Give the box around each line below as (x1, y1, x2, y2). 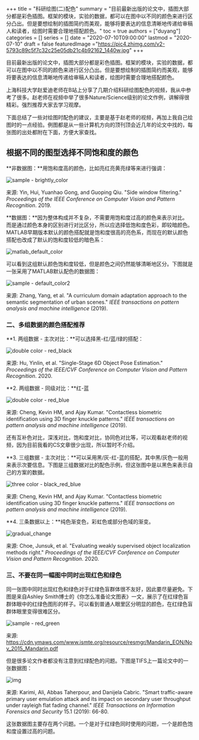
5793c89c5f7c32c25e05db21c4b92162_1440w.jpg (6, 47, 130, 53)
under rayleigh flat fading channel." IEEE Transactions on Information (6, 702, 175, 709)
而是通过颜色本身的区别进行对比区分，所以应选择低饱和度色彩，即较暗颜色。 (6, 221, 193, 228)
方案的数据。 (16, 469, 48, 476)
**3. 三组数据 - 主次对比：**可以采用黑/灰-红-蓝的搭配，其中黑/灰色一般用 (6, 454, 188, 461)
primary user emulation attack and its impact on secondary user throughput (6, 695, 191, 703)
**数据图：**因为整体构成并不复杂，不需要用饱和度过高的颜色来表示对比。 (6, 214, 188, 221)
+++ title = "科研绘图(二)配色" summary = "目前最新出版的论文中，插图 (6, 5, 179, 12)
